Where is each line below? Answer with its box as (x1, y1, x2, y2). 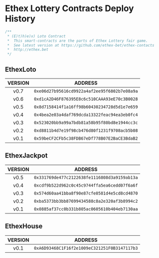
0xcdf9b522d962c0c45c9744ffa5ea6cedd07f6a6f (33, 182, 138, 188)
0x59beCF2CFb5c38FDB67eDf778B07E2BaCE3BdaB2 (33, 136, 138, 141)
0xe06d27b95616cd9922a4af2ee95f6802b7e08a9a (33, 88, 138, 94)
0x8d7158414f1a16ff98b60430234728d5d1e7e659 (33, 104, 138, 110)
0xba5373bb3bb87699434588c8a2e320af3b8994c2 (33, 198, 138, 204)
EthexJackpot (5, 151, 48, 160)
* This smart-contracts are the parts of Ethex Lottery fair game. (7, 38, 148, 43)
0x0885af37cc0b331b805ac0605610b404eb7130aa (33, 206, 138, 211)
